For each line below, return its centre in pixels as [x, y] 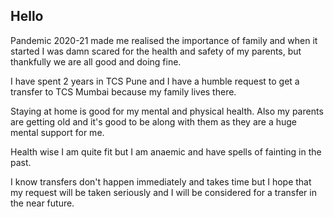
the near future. [42, 203]
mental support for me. [57, 132]
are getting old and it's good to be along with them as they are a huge [154, 121]
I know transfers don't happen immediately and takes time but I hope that [161, 181]
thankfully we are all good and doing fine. [96, 61]
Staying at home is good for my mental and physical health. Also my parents [167, 111]
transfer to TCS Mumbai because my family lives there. [123, 91]
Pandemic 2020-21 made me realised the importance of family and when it [164, 40]
